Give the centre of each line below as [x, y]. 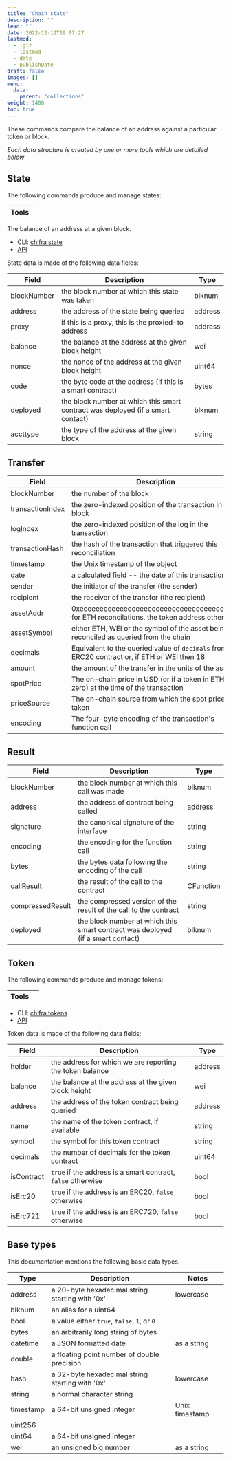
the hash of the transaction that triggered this [144, 544]
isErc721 [25, 1216]
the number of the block [110, 494]
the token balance [79, 1071]
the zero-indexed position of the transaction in [146, 505]
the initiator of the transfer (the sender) [134, 587]
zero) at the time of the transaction [127, 688]
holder [21, 1067]
